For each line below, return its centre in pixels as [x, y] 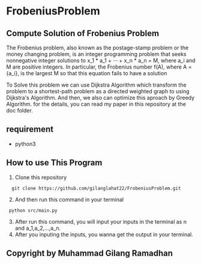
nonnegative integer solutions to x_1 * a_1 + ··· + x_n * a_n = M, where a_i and [101, 60]
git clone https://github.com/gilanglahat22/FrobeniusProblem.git [96, 188]
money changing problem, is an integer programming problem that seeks [96, 54]
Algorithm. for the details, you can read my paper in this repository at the [96, 104]
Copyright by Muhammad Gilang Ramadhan [89, 253]
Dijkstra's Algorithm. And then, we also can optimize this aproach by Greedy [100, 98]
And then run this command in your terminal [69, 199]
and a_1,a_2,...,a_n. [38, 228]
